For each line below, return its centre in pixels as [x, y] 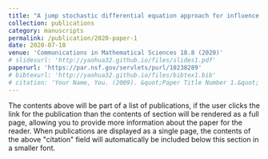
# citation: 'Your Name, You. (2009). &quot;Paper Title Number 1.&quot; [134, 82]
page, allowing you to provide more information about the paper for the [125, 122]
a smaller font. [32, 148]
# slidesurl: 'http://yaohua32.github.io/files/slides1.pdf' [112, 61]
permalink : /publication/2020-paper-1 [73, 38]
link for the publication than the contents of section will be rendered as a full [134, 113]
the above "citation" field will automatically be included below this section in [134, 139]
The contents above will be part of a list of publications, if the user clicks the [134, 105]
